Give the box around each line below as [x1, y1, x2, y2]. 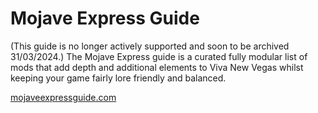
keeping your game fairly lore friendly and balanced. [10, 72, 227, 84]
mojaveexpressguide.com [10, 91, 117, 103]
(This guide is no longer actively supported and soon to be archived [10, 40, 290, 52]
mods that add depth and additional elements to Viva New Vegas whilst [10, 61, 304, 73]
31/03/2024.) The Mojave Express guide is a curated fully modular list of [10, 50, 308, 62]
